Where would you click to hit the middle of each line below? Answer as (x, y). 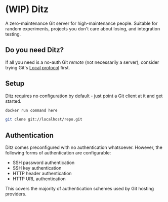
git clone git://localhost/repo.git (44, 119)
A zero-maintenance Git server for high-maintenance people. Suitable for (81, 23)
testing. (13, 34)
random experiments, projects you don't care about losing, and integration (83, 28)
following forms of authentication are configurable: (58, 153)
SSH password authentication (44, 163)
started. (13, 101)
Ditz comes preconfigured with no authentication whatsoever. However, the (84, 147)
